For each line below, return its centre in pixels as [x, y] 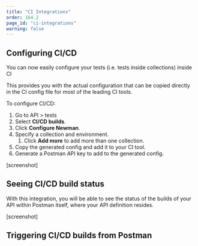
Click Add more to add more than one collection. [84, 141]
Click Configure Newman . [47, 128]
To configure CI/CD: [31, 103]
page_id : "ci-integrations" [41, 23]
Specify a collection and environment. [62, 134]
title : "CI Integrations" [38, 12]
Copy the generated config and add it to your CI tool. [80, 147]
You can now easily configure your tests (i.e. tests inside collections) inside [99, 67]
